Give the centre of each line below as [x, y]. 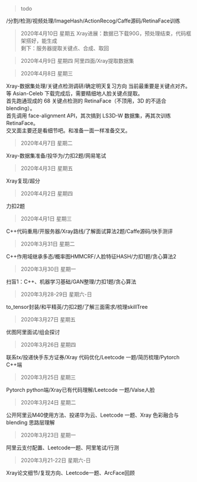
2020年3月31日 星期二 [48, 244]
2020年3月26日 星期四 [48, 344]
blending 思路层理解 [30, 422]
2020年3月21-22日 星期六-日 [56, 460]
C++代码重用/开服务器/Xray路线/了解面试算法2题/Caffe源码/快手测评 [90, 231]
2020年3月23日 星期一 [48, 435]
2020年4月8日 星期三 [47, 73]
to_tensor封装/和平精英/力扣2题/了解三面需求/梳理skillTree [77, 307]
